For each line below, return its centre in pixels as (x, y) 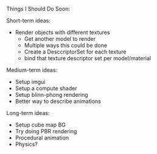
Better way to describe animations (58, 101)
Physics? (26, 144)
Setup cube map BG (40, 125)
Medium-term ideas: (32, 70)
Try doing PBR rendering (46, 131)
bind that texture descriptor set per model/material (87, 58)
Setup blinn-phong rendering (51, 95)
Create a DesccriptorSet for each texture (75, 52)
